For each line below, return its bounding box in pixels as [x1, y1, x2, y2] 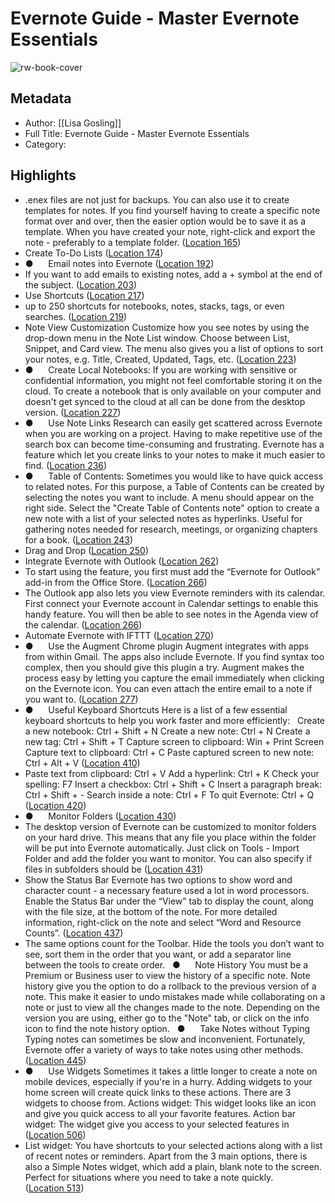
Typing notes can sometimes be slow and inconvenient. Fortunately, [24, 1033, 306, 1045]
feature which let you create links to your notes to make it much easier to [24, 448, 326, 461]
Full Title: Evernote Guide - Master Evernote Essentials [24, 127, 250, 139]
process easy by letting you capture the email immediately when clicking [24, 672, 325, 684]
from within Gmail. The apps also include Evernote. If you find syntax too [24, 650, 325, 662]
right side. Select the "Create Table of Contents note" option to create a [24, 502, 320, 514]
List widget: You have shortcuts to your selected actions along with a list [24, 1139, 323, 1151]
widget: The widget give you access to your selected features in [24, 1118, 290, 1130]
